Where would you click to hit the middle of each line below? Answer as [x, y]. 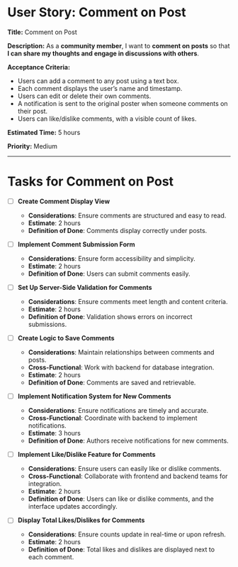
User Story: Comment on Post [97, 12]
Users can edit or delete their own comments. [84, 96]
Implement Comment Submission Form [76, 244]
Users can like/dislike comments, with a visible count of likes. [107, 119]
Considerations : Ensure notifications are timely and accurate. [118, 411]
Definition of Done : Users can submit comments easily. [109, 274]
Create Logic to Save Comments [66, 338]
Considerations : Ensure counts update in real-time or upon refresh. [127, 534]
